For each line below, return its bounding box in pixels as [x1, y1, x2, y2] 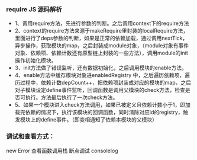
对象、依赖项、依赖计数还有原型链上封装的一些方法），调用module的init [14, 49, 188, 57]
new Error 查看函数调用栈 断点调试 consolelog [6, 147, 118, 154]
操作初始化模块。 [14, 57, 57, 64]
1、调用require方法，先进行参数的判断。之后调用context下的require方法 [14, 20, 189, 27]
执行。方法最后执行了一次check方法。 [25, 94, 118, 101]
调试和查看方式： [6, 132, 55, 140]
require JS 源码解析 [6, 5, 62, 13]
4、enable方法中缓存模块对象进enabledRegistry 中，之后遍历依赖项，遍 [14, 72, 190, 79]
